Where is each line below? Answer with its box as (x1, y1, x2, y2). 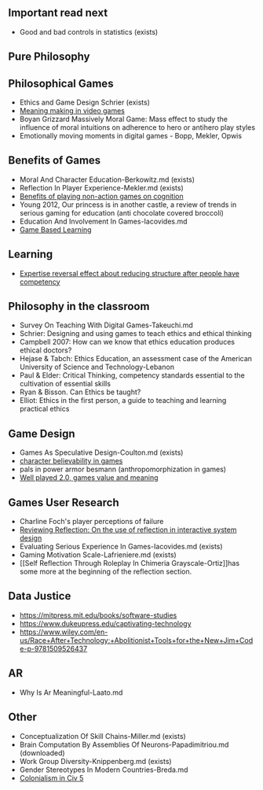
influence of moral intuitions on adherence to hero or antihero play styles (19, 123, 256, 132)
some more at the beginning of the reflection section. (19, 567, 192, 577)
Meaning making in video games (19, 106, 126, 116)
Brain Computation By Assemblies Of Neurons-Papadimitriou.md (19, 740, 229, 749)
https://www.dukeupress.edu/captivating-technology (19, 618, 192, 628)
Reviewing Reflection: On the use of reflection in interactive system (19, 525, 237, 534)
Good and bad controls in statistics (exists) (19, 27, 159, 36)
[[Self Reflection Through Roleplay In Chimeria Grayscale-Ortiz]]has (19, 559, 240, 568)
